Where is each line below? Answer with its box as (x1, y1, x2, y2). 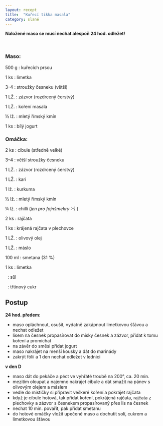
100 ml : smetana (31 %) (5, 254, 55, 260)
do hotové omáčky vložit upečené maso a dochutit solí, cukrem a (12, 410, 147, 416)
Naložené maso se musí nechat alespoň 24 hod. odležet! (5, 31, 125, 37)
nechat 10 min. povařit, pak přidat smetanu (12, 405, 101, 411)
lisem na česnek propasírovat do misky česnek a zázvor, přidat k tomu (12, 332, 158, 338)
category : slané (5, 17, 39, 22)
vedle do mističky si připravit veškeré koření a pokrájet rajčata (12, 389, 141, 395)
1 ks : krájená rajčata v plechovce (5, 225, 74, 231)
